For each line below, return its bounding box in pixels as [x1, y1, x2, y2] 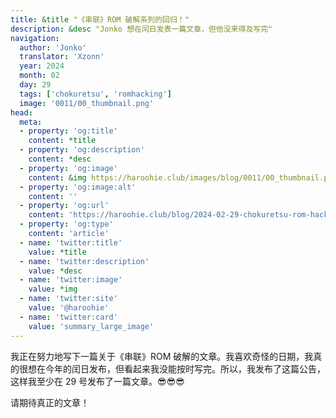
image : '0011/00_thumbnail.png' [19, 98, 155, 108]
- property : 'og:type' [19, 219, 114, 230]
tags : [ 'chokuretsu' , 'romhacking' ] [19, 89, 172, 99]
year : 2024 [19, 61, 65, 71]
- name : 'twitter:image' [19, 275, 123, 285]
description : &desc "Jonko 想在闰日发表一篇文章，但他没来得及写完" [10, 24, 273, 34]
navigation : [10, 33, 60, 43]
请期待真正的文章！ [10, 396, 90, 408]
